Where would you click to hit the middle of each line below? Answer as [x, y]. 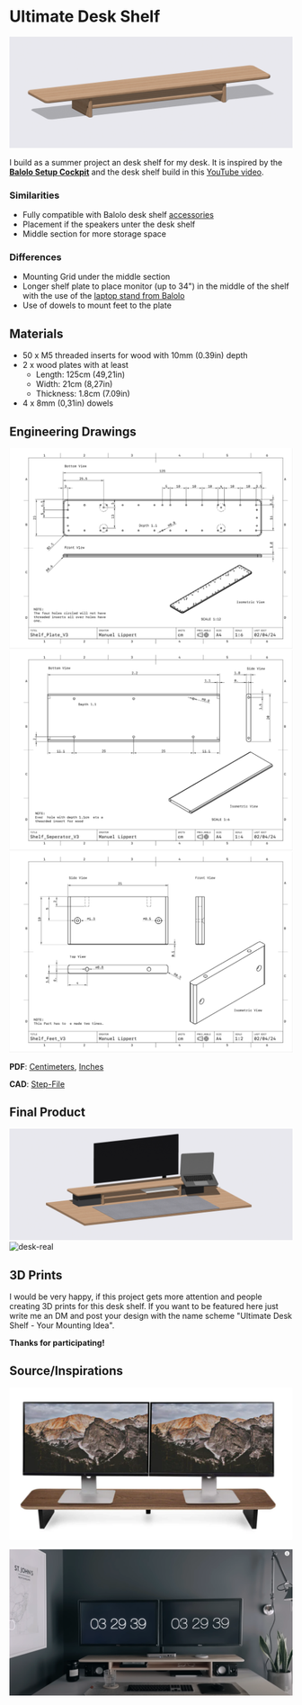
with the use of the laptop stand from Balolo [103, 296]
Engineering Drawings [73, 431]
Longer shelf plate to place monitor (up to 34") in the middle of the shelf [155, 286]
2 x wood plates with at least [75, 365]
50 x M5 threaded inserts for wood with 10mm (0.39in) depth [135, 355]
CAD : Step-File [37, 1084]
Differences [36, 257]
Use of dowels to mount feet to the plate [97, 305]
